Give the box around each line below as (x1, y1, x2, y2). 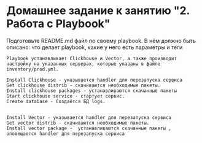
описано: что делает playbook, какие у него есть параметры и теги (6, 44, 183, 51)
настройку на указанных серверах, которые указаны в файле (6, 61, 161, 67)
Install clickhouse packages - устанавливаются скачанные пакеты (6, 87, 177, 94)
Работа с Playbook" (6, 17, 111, 31)
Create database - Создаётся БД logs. (6, 98, 106, 104)
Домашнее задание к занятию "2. (6, 4, 190, 18)
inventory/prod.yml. (6, 66, 60, 72)
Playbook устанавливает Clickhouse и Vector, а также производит (6, 55, 177, 61)
